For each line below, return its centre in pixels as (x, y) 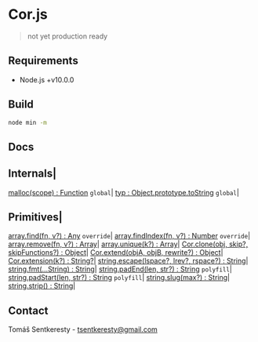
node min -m (27, 122)
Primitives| (35, 217)
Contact (28, 310)
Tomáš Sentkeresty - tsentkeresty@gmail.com (83, 329)
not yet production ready (67, 36)
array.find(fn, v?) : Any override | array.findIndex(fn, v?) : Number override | (129, 236)
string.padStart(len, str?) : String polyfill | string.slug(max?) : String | (119, 278)
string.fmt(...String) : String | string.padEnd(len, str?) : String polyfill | (120, 269)
